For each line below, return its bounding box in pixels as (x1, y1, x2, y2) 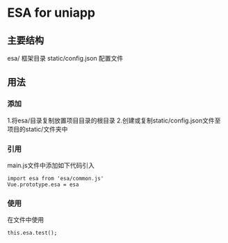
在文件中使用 (7, 216, 44, 224)
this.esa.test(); (7, 230, 58, 237)
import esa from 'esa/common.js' (7, 175, 104, 182)
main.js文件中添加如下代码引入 (7, 161, 95, 169)
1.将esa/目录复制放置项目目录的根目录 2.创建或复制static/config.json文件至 (7, 116, 221, 125)
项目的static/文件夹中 (7, 125, 68, 133)
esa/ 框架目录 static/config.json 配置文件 (7, 54, 124, 62)
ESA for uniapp (7, 5, 96, 21)
